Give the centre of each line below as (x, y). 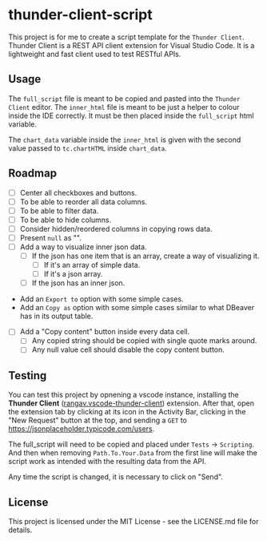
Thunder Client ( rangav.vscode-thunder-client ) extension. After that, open (131, 403)
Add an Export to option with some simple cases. (102, 299)
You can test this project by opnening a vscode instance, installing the (124, 395)
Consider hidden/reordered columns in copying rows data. (116, 228)
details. (20, 530)
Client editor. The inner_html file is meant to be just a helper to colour (124, 107)
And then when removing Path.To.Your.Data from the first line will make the (133, 453)
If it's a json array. (73, 274)
